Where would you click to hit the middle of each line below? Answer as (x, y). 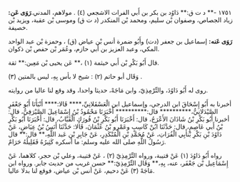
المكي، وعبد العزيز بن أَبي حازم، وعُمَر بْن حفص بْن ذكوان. (84, 49)
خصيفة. (18, 27)
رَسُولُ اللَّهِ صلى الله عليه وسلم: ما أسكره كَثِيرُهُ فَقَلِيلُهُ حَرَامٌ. (87, 141)
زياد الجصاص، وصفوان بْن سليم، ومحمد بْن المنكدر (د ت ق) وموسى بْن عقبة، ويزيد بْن (120, 20)
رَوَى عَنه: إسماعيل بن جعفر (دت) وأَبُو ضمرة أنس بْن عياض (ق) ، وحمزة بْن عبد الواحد (120, 41)
